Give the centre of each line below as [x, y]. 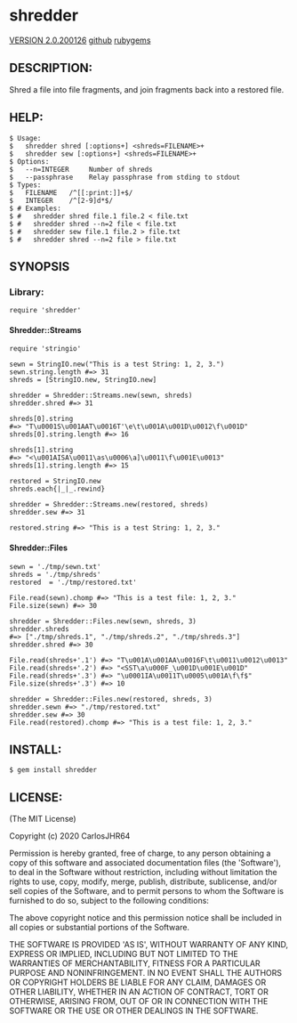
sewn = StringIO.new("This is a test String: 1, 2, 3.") [117, 365]
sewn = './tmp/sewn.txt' [55, 566]
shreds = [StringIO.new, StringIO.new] [83, 380]
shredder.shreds [39, 629]
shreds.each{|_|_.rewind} [57, 489]
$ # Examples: [36, 208]
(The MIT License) [43, 819]
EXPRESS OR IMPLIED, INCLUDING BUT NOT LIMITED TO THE [124, 954]
